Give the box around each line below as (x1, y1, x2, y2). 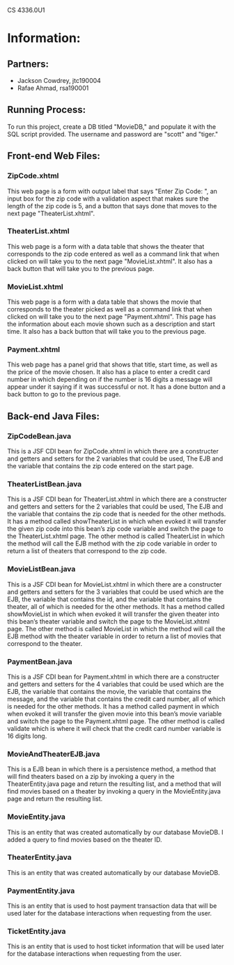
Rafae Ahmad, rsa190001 (17, 84, 89, 92)
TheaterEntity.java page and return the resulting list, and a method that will (7, 780, 221, 788)
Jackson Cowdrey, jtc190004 (17, 77, 101, 84)
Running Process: (7, 104, 86, 116)
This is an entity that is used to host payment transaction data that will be (7, 902, 217, 910)
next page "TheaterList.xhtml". (7, 209, 95, 217)
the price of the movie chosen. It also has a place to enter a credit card (7, 368, 210, 376)
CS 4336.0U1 (7, 6, 45, 14)
